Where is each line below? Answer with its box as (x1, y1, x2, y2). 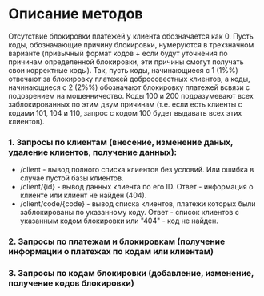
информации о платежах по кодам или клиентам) (8, 246, 214, 257)
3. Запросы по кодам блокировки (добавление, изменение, (8, 268, 254, 279)
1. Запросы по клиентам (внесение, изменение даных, (8, 136, 234, 148)
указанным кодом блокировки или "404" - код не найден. (19, 216, 218, 225)
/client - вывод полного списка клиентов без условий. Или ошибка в (19, 165, 254, 175)
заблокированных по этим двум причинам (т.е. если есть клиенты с (8, 99, 242, 109)
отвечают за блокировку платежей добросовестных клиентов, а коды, (8, 74, 250, 83)
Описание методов (8, 5, 143, 23)
